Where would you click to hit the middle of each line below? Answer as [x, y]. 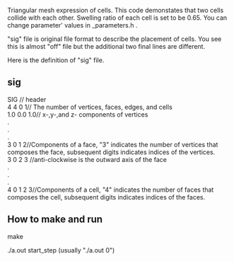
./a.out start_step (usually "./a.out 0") [61, 250]
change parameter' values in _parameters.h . [72, 25]
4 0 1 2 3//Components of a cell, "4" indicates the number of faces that [111, 190]
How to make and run [55, 220]
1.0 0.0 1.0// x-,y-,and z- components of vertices [78, 114]
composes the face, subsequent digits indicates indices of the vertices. [111, 152]
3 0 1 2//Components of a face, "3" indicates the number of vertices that [113, 144]
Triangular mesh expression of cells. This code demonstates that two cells [116, 10]
